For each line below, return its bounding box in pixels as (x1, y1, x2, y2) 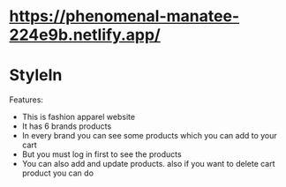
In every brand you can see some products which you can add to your (21, 131, 278, 141)
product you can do (21, 168, 94, 178)
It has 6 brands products (21, 121, 112, 131)
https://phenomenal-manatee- (9, 6, 240, 26)
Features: (9, 94, 44, 105)
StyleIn (9, 65, 63, 86)
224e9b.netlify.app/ (9, 25, 161, 45)
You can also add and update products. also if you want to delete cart (21, 159, 275, 169)
